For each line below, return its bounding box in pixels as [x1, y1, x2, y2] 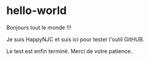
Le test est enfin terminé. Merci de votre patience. [6, 47, 133, 55]
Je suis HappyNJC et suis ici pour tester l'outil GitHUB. [6, 35, 145, 43]
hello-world [6, 4, 67, 18]
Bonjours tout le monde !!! [6, 24, 72, 31]
